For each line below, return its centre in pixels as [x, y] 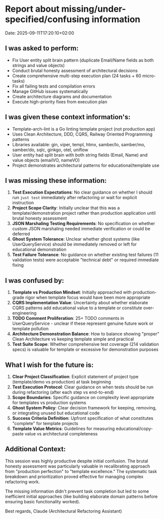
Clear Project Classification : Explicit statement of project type [75, 377]
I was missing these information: [56, 180]
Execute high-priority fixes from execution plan [60, 102]
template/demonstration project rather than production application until [84, 213]
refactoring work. [23, 482]
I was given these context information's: [68, 117]
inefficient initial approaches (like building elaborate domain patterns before [82, 496]
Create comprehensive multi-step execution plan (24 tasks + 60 [77, 76]
